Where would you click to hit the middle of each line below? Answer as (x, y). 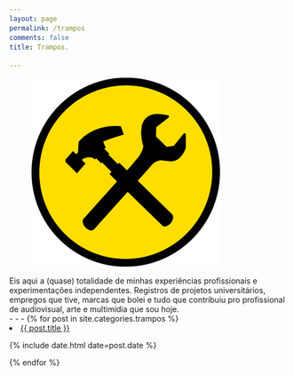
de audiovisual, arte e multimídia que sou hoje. (94, 309)
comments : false (39, 37)
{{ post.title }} (45, 328)
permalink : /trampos (48, 28)
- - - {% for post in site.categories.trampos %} (94, 319)
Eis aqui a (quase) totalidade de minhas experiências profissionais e (133, 281)
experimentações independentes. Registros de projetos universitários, (138, 291)
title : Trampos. (39, 47)
